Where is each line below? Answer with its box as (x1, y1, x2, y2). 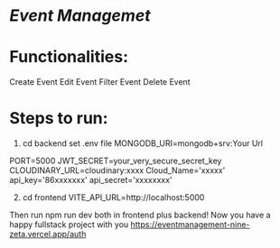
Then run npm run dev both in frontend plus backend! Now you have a (9, 209, 271, 221)
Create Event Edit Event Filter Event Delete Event (9, 77, 191, 87)
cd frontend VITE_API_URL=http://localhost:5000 (22, 192, 205, 203)
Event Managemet (9, 5, 151, 26)
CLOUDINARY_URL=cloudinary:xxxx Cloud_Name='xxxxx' (9, 165, 226, 176)
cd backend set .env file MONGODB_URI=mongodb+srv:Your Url (22, 138, 264, 149)
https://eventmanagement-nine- (130, 219, 250, 230)
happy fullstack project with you (9, 219, 129, 230)
